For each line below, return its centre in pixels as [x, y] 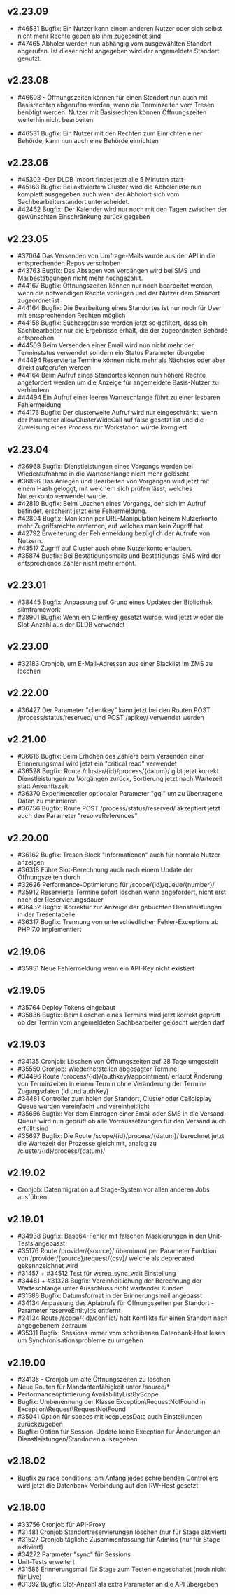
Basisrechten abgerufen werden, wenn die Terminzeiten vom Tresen [116, 105]
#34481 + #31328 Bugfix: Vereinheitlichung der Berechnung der [109, 1281]
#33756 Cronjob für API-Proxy [61, 1524]
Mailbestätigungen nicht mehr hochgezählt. [80, 278]
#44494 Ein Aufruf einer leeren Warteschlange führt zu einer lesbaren [119, 398]
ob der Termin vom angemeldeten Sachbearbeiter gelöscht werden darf [121, 1022]
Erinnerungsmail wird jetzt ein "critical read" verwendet [97, 763]
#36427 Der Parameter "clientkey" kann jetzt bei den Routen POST [114, 710]
